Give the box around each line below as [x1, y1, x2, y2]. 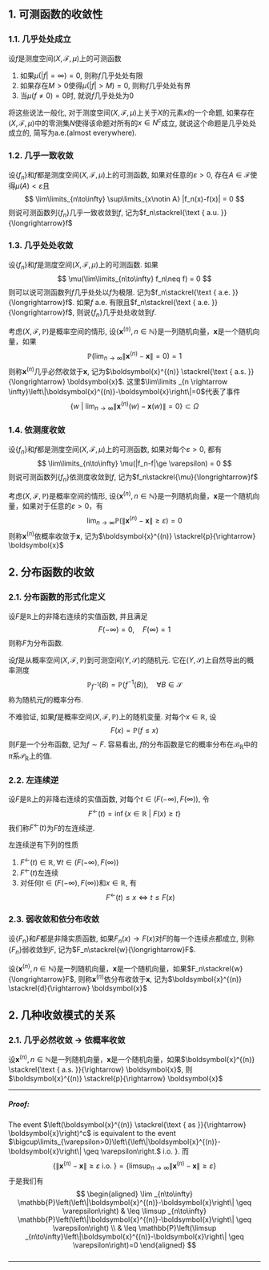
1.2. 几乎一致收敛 [8, 150, 74, 161]
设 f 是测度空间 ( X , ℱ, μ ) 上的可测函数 [8, 53, 122, 63]
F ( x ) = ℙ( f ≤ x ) [110, 726, 159, 735]
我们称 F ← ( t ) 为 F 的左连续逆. [8, 821, 95, 832]
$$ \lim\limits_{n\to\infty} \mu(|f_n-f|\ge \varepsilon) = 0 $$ [37, 458, 232, 468]
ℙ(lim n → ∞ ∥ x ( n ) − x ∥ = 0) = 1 [86, 349, 183, 363]
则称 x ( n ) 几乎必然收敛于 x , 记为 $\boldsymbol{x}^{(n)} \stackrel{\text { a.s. [8, 365, 247, 376]
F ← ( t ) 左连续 [19, 866, 58, 877]
